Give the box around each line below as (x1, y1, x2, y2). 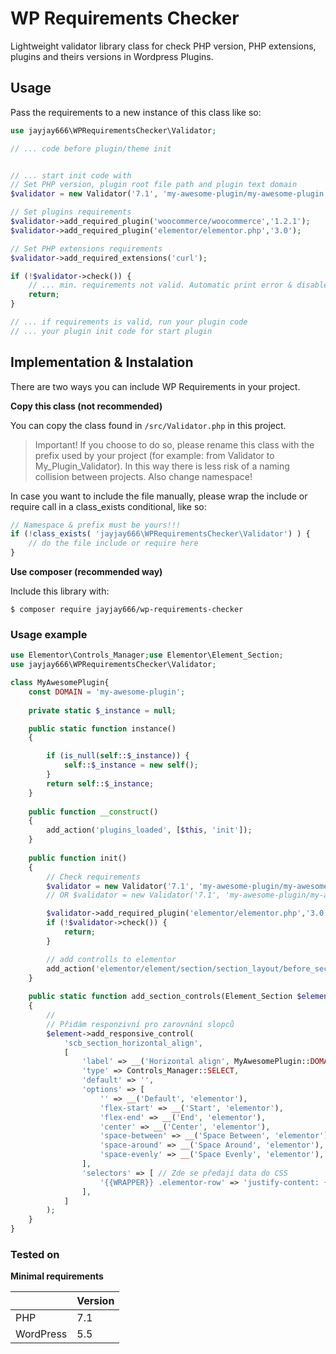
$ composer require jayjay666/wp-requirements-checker (10, 605, 244, 615)
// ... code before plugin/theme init (10, 143, 172, 154)
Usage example (10, 627, 88, 641)
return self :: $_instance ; (46, 778, 155, 789)
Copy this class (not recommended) (10, 400, 163, 412)
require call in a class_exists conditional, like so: (10, 500, 207, 512)
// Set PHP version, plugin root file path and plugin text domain (10, 180, 298, 190)
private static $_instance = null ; (28, 705, 177, 716)
